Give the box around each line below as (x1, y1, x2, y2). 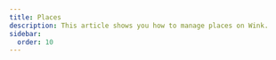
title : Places (9, 12, 62, 22)
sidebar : (9, 29, 42, 38)
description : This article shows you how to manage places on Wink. (9, 21, 269, 30)
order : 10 (17, 37, 53, 47)
